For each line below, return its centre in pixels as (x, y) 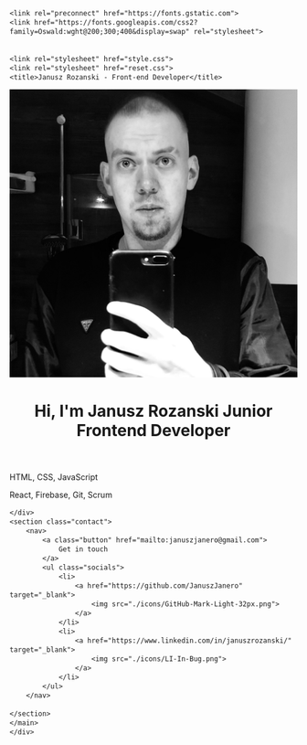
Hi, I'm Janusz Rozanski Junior (153, 411)
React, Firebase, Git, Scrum (61, 495)
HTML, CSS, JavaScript (54, 477)
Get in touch (83, 549)
